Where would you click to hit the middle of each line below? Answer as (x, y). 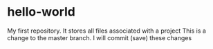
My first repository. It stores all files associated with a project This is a (106, 31)
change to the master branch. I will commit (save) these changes (100, 37)
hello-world (41, 12)
